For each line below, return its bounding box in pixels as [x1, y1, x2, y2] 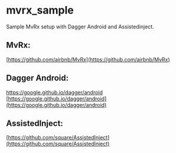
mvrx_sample [6, 4, 74, 17]
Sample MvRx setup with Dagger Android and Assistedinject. [6, 23, 155, 30]
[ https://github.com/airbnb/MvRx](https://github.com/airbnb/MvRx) [6, 56, 170, 63]
